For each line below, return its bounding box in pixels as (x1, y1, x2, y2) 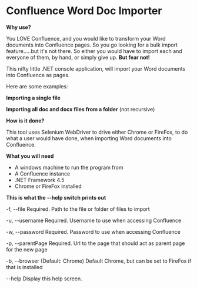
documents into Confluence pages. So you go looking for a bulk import (6, 41, 178, 48)
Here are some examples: (6, 82, 69, 90)
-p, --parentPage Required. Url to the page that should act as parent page (6, 240, 185, 247)
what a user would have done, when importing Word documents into (6, 134, 172, 142)
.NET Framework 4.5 (14, 176, 65, 183)
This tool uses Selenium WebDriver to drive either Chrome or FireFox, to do (6, 128, 188, 135)
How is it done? (6, 117, 45, 124)
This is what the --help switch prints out (6, 194, 106, 201)
